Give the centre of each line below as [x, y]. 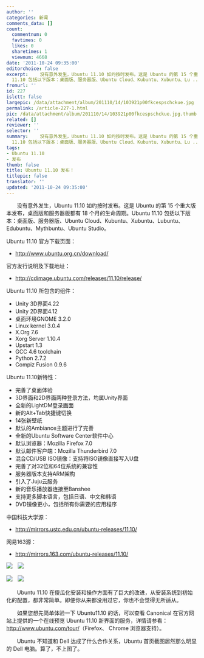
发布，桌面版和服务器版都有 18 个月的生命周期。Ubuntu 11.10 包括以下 [98, 213]
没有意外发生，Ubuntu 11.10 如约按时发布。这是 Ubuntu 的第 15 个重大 [104, 205]
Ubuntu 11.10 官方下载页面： [41, 241]
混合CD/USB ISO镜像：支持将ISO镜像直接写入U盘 [77, 458]
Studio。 [99, 228]
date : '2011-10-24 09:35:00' [43, 63]
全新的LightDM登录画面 [44, 405]
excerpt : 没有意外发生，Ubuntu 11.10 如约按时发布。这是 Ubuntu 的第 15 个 [100, 74]
